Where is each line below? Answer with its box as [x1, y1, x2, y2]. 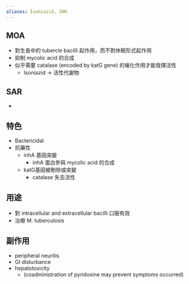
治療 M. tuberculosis [14, 217, 65, 224]
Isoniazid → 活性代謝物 [23, 69, 80, 76]
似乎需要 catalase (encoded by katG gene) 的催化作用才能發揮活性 [14, 62, 177, 69]
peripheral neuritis [14, 252, 60, 259]
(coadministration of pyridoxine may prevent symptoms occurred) [23, 270, 184, 278]
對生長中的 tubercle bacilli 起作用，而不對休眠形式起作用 [14, 47, 152, 54]
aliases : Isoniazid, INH [6, 8, 67, 15]
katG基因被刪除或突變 [23, 166, 77, 173]
